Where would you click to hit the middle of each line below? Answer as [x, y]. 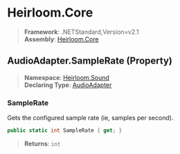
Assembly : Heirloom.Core [61, 39]
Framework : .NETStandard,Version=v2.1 [81, 32]
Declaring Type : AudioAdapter [68, 85]
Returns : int [42, 144]
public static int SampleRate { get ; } [65, 131]
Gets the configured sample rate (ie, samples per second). [90, 118]
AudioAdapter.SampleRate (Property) [90, 61]
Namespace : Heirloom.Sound [66, 77]
